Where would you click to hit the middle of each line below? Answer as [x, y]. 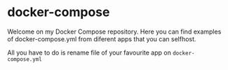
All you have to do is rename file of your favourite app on [89, 52]
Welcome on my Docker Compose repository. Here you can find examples [114, 31]
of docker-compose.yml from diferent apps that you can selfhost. [102, 38]
